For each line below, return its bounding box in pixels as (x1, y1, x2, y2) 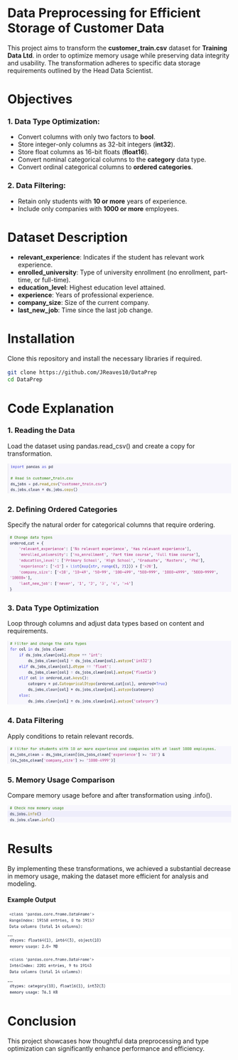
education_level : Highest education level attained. (17, 283, 166, 291)
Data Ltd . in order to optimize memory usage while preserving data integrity (7, 51, 229, 60)
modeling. (7, 879, 37, 888)
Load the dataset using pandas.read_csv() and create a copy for (7, 441, 195, 450)
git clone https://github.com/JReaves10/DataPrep (7, 368, 158, 376)
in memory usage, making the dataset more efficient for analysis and (7, 872, 209, 880)
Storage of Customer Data (7, 20, 165, 36)
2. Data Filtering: (7, 181, 66, 191)
